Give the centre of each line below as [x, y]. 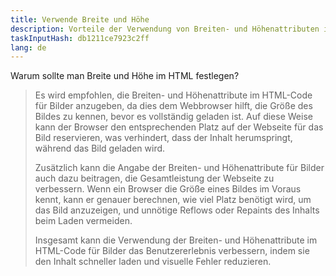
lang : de [28, 47]
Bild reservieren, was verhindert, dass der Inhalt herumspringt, [163, 138]
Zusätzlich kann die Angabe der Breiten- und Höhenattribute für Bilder [179, 168]
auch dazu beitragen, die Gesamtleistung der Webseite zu [154, 178]
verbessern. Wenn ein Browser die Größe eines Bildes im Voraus [168, 189]
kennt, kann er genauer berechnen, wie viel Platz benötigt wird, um [173, 200]
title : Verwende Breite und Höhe [80, 19]
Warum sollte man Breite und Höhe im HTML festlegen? [125, 76]
